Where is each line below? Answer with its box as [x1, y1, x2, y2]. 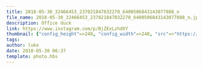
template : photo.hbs [6, 53, 59, 59]
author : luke [6, 43, 39, 49]
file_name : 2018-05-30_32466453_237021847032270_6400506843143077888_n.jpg [6, 14, 201, 20]
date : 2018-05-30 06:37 [6, 48, 66, 54]
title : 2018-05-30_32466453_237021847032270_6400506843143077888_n [6, 8, 180, 15]
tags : [6, 37, 20, 43]
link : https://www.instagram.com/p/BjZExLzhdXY [6, 25, 129, 32]
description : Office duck [6, 20, 71, 26]
